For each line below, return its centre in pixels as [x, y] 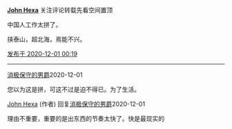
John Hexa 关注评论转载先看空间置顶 [60, 10]
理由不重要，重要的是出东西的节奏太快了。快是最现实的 [86, 118]
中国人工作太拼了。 [35, 25]
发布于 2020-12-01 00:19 [42, 54]
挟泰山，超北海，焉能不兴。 [47, 39]
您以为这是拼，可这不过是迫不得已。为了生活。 [74, 89]
